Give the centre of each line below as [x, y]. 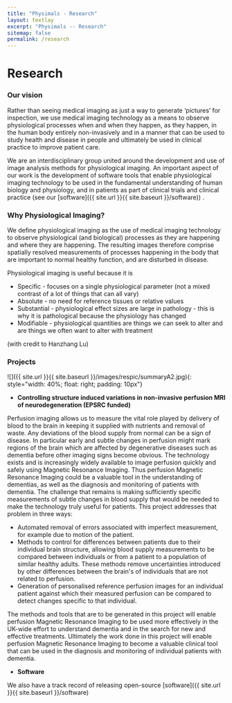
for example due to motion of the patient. [75, 535]
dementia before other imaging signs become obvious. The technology [108, 455]
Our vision [25, 95]
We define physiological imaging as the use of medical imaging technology [114, 230]
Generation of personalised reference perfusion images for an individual [120, 586]
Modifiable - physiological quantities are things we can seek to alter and [120, 323]
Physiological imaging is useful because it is [70, 273]
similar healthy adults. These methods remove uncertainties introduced [119, 564]
